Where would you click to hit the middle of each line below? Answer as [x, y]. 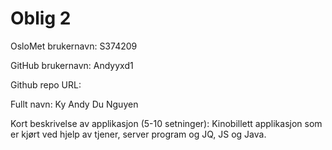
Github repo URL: [46, 84]
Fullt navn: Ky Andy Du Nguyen [74, 104]
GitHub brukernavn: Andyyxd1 [72, 65]
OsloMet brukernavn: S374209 [74, 46]
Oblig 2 [41, 18]
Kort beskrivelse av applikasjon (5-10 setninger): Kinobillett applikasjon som [166, 123]
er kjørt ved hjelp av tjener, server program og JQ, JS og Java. [138, 134]
